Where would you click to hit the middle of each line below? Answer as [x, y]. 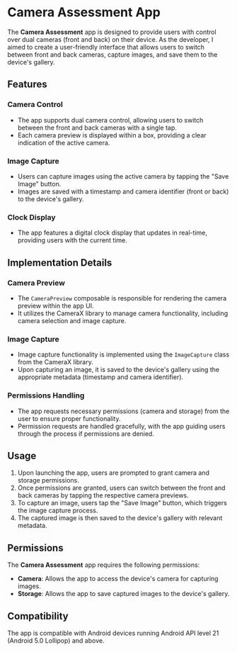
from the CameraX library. [55, 362]
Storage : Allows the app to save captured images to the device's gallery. [123, 594]
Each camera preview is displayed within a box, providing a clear [112, 135]
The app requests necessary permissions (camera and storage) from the [123, 411]
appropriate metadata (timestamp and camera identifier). [100, 377]
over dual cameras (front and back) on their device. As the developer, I [110, 39]
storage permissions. [48, 480]
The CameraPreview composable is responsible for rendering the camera [122, 298]
